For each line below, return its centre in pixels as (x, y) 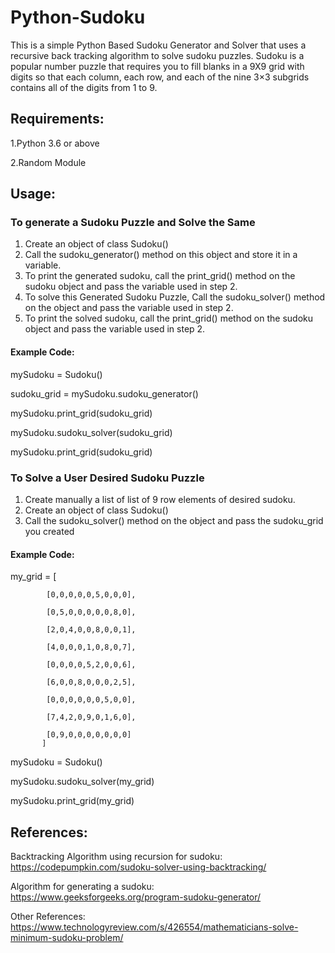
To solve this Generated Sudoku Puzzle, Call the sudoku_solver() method (175, 297)
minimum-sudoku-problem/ (67, 937)
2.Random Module (48, 162)
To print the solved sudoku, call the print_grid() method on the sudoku (168, 318)
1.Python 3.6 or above (55, 143)
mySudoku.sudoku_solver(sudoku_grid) (91, 432)
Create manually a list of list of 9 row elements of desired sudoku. (160, 499)
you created (49, 531)
